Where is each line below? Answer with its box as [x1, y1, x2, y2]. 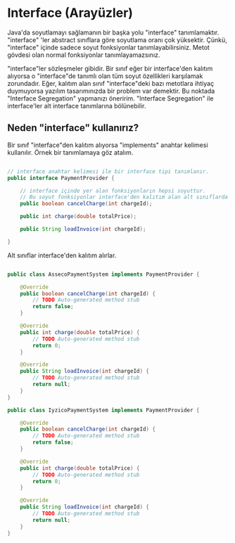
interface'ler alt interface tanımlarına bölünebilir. [7, 101, 146, 110]
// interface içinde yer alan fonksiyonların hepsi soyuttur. [20, 187, 206, 194]
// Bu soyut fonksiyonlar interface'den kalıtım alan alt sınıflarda [20, 193, 229, 201]
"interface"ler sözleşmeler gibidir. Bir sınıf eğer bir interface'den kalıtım [7, 64, 213, 72]
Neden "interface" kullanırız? [7, 122, 139, 134]
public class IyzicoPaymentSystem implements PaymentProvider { [7, 407, 200, 414]
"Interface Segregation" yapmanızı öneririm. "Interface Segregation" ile [7, 94, 214, 103]
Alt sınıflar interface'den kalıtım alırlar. [7, 251, 117, 260]
